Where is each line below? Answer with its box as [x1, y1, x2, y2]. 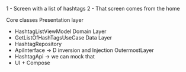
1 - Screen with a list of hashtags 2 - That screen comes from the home [6, 5, 180, 12]
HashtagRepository [14, 41, 62, 47]
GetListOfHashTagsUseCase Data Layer [14, 34, 113, 41]
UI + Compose [14, 59, 50, 66]
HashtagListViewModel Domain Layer [14, 28, 107, 35]
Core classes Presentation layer [6, 17, 84, 23]
